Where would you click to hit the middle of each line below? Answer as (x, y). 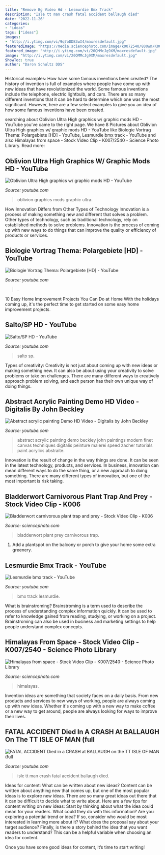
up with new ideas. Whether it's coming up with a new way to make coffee (80, 706)
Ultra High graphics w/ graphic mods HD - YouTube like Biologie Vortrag (78, 130)
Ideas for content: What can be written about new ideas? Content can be (79, 785)
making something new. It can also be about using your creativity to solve (79, 370)
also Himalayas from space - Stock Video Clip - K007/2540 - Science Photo (82, 140)
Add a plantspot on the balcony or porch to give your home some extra (84, 545)
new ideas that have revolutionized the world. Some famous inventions (77, 89)
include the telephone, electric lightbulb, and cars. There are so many (75, 94)
